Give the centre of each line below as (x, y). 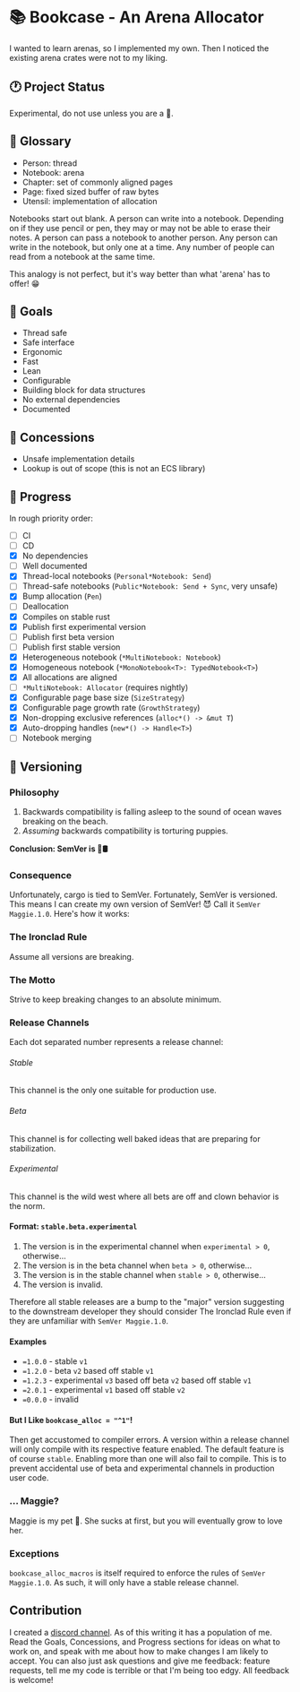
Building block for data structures (84, 390)
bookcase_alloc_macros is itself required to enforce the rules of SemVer (137, 1573)
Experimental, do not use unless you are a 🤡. (92, 113)
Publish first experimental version (84, 626)
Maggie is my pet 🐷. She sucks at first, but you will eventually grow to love (146, 1521)
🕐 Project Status (57, 87)
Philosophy (34, 792)
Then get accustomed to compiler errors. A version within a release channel (149, 1440)
